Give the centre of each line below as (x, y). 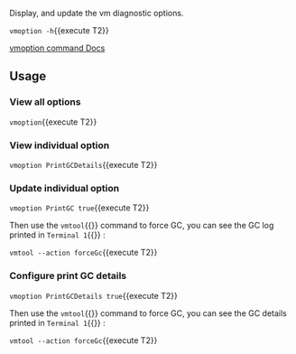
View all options (45, 102)
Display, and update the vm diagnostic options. (97, 13)
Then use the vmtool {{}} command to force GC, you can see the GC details (148, 313)
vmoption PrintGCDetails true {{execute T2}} (93, 295)
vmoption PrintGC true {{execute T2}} (79, 208)
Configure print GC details (68, 276)
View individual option (60, 145)
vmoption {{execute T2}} (53, 122)
